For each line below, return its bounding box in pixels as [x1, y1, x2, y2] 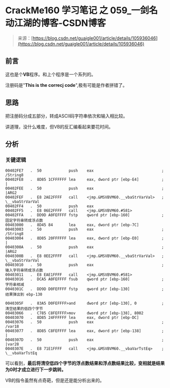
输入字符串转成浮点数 [5, 268, 43, 273]
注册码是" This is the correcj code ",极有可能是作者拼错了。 [5, 82, 127, 88]
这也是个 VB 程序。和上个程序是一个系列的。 [5, 71, 96, 77]
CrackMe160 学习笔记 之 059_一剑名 [5, 5, 158, 16]
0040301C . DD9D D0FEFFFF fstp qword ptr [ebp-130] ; [5, 286, 164, 292]
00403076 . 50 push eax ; [5, 319, 164, 325]
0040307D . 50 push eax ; [5, 337, 164, 343]
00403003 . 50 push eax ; [5, 227, 164, 232]
